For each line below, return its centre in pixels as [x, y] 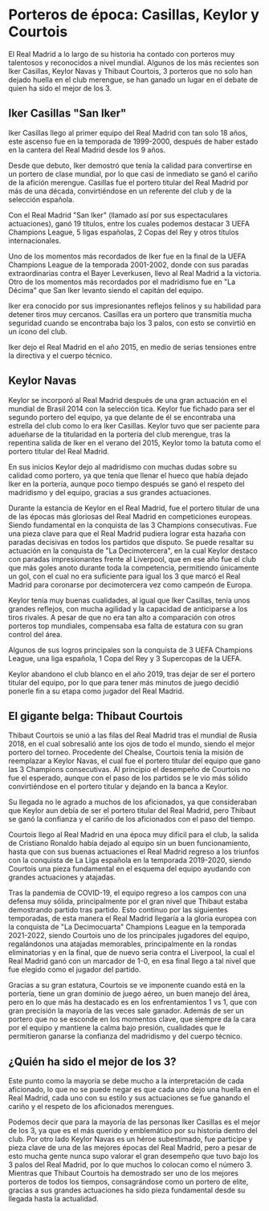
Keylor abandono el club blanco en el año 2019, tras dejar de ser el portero [132, 674]
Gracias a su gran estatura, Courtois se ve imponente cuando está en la [127, 985]
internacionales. [35, 240]
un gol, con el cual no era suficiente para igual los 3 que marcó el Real [124, 576]
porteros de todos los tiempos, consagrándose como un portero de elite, [128, 1182]
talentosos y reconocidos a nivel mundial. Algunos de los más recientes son [134, 63]
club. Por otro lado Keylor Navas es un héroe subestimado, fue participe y [130, 1139]
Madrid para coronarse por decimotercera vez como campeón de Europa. [130, 584]
